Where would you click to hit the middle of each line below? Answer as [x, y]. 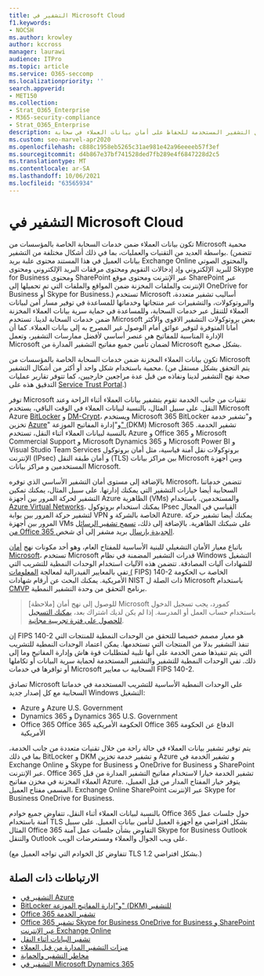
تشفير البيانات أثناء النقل [55, 938]
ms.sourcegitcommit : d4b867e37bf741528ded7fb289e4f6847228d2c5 [114, 154]
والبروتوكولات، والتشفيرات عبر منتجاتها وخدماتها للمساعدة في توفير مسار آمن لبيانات [132, 302]
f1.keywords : [30, 23]
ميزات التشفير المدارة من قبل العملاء [74, 947]
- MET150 [23, 96]
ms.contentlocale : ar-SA [49, 169]
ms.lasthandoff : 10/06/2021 [55, 176]
